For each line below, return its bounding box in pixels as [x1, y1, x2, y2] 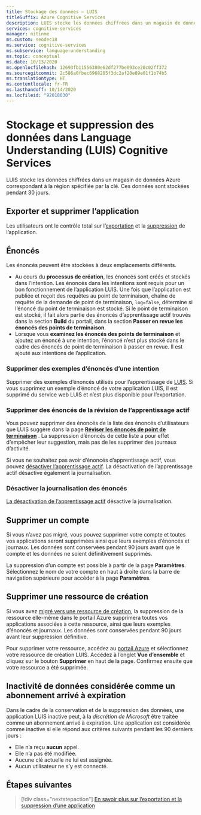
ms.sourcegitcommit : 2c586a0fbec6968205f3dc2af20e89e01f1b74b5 [6, 70, 167, 76]
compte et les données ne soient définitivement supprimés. [6, 550, 153, 558]
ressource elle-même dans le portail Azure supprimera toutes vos [6, 614, 168, 621]
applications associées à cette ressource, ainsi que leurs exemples [6, 620, 171, 628]
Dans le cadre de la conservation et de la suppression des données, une [6, 706, 184, 713]
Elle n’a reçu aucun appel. [14, 743, 80, 750]
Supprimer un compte [6, 515, 90, 525]
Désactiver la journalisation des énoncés [6, 484, 127, 492]
